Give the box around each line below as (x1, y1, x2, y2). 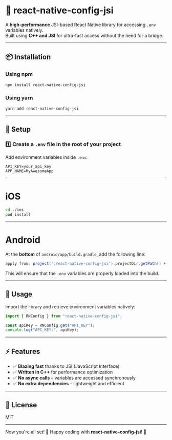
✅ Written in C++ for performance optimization (12, 369, 113, 375)
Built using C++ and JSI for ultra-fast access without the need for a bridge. (5, 32, 164, 38)
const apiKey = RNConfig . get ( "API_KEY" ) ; (5, 323, 95, 328)
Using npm (5, 71, 33, 78)
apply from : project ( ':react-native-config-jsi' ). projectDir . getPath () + (5, 261, 166, 266)
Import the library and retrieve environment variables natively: (5, 303, 136, 309)
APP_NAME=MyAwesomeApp (5, 169, 54, 174)
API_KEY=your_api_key (5, 164, 52, 170)
